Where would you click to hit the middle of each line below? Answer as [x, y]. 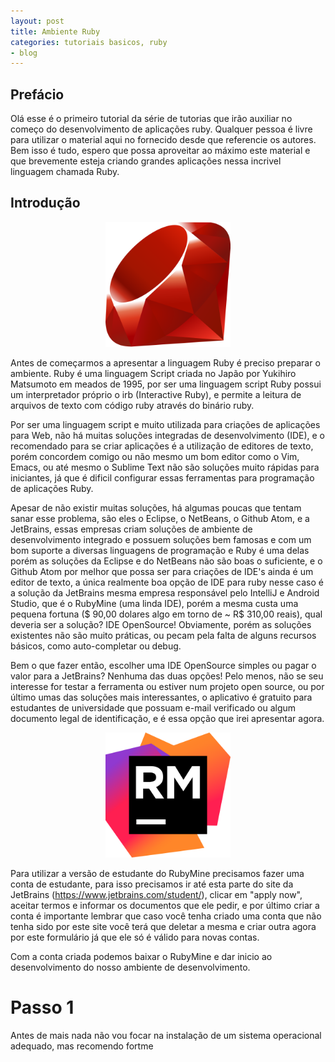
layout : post [37, 21]
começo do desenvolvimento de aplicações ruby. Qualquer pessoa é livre [161, 129]
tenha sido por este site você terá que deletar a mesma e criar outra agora [163, 926]
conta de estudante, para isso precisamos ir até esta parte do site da [152, 884]
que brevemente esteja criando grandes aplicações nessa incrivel [146, 161]
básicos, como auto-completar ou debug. [96, 646]
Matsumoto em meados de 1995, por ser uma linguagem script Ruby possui [166, 384]
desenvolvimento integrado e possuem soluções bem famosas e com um [161, 539]
